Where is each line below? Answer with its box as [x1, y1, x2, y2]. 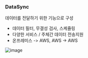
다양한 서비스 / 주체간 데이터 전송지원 [12, 32, 84, 38]
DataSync [5, 3, 29, 10]
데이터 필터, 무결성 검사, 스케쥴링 [12, 25, 75, 31]
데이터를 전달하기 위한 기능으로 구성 [5, 15, 74, 21]
